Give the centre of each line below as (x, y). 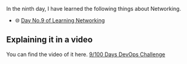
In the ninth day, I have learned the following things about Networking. (94, 9)
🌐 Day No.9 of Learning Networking (60, 20)
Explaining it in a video (49, 40)
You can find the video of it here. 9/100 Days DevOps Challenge (86, 54)
